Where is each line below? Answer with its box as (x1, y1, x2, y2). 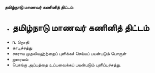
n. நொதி (12, 39, 29, 45)
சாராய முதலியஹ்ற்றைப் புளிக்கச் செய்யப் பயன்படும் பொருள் (12, 50, 127, 56)
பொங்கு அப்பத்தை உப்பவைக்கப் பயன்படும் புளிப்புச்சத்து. (12, 61, 121, 67)
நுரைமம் (12, 56, 29, 62)
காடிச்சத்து (12, 45, 33, 51)
